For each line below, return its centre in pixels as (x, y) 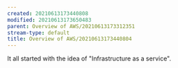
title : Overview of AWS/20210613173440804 (70, 39)
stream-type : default (39, 33)
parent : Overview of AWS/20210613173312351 (71, 26)
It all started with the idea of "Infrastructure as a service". (89, 58)
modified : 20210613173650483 (49, 20)
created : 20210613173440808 (48, 13)
